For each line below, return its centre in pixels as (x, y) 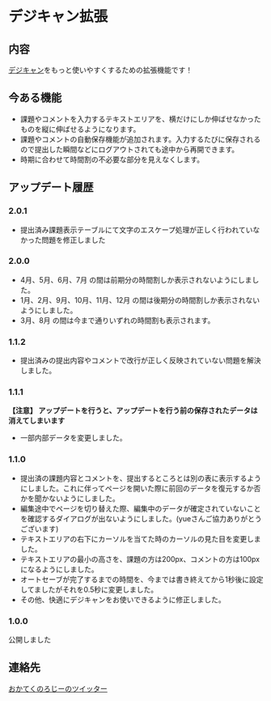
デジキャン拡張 (58, 17)
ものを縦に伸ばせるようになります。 (80, 129)
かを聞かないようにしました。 (70, 498)
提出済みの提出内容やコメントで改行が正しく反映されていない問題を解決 (140, 360)
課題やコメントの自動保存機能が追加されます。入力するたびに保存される (140, 139)
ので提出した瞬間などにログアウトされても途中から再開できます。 (129, 149)
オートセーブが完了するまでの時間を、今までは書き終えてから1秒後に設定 (142, 579)
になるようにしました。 (59, 569)
